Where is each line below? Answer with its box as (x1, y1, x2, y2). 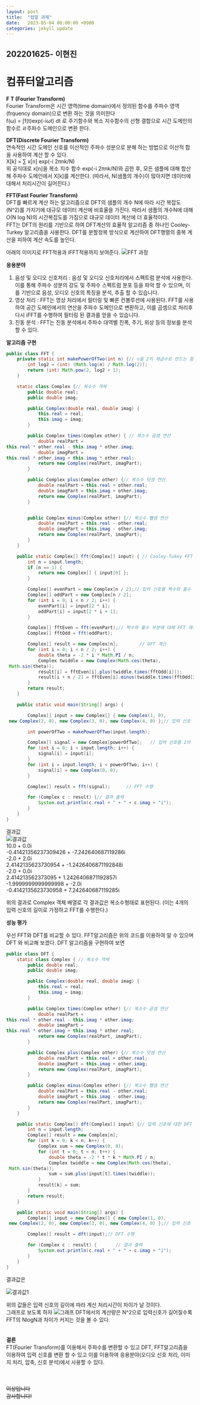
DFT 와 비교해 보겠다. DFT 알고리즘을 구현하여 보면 (6, 939, 125, 946)
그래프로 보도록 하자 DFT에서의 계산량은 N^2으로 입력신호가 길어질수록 (6, 1308, 192, 1316)
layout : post (6, 8, 39, 15)
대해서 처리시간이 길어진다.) (6, 179, 70, 187)
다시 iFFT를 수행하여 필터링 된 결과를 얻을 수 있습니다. (14, 311, 140, 318)
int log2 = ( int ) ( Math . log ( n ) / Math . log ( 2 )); (27, 362, 148, 368)
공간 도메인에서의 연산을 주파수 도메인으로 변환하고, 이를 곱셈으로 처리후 (26, 303, 193, 311)
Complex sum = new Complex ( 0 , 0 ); (37, 1143, 124, 1149)
